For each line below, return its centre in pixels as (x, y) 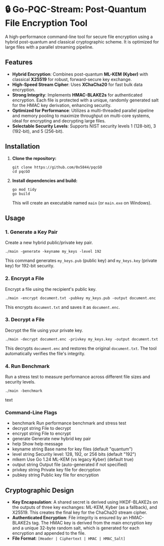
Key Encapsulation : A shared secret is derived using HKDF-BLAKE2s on (85, 502)
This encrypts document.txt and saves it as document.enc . (62, 307)
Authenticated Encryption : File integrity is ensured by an (70, 518)
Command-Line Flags (31, 413)
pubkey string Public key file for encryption (55, 475)
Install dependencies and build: (45, 181)
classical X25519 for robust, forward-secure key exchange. (72, 79)
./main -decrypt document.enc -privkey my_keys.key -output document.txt (82, 339)
